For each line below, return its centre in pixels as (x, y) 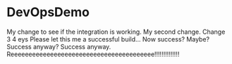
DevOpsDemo (48, 12)
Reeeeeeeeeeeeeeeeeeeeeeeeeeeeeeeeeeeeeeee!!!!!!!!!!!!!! (93, 54)
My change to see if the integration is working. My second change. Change (116, 32)
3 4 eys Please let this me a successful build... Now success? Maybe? (108, 39)
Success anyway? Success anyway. (59, 46)
